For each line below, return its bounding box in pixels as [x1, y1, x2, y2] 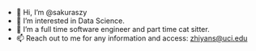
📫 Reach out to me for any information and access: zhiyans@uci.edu [15, 33, 248, 43]
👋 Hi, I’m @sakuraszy [15, 8, 87, 17]
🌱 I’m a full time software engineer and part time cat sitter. [15, 25, 210, 33]
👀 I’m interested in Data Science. [15, 16, 126, 25]
